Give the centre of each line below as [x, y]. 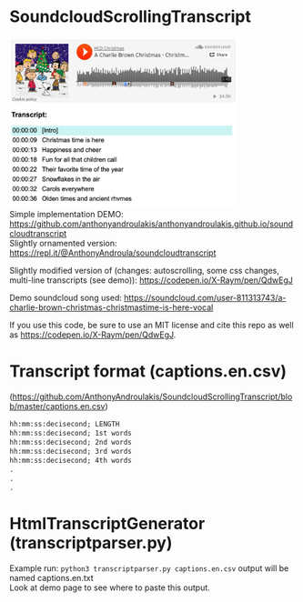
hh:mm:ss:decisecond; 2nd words [71, 442]
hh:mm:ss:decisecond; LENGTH [65, 424]
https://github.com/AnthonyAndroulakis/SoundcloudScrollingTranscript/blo [152, 396]
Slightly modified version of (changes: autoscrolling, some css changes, [144, 270]
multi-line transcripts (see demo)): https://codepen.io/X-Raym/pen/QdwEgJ [151, 280]
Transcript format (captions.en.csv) [148, 371]
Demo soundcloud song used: [66, 297]
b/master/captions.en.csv [57, 406]
